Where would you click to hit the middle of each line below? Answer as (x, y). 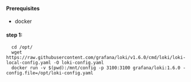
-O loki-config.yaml (79, 63)
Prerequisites (23, 8)
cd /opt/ (22, 47)
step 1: (14, 35)
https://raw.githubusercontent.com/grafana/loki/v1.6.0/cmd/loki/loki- (96, 58)
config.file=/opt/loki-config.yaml (50, 73)
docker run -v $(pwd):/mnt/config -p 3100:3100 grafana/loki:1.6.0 (96, 68)
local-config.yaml (29, 63)
